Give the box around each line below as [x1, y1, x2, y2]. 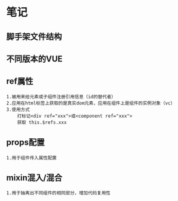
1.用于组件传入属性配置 [6, 155, 57, 161]
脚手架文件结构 [6, 31, 62, 42]
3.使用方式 [6, 106, 30, 112]
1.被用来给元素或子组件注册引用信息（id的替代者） [6, 94, 116, 100]
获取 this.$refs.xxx [17, 119, 67, 126]
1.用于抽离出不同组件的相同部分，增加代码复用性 [6, 190, 110, 196]
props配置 [6, 137, 45, 148]
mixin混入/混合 [6, 173, 62, 183]
